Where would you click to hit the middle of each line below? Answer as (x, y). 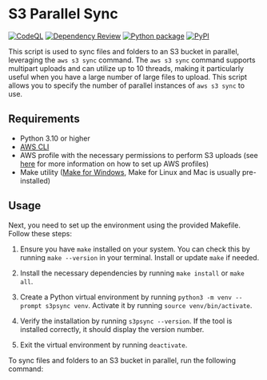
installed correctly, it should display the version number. (112, 329)
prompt (31, 306)
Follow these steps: (40, 233)
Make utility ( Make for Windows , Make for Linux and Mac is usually (130, 172)
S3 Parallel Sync (63, 14)
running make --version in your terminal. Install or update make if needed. (139, 257)
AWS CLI (34, 146)
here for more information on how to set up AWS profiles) (114, 164)
